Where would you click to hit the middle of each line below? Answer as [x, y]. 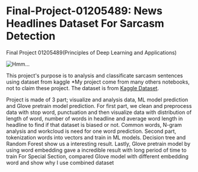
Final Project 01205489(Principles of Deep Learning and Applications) [91, 52]
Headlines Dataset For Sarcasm [85, 23]
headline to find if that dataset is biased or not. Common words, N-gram [94, 125]
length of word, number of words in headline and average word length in [95, 118]
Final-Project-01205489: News [84, 11]
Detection [31, 36]
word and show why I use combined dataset [60, 163]
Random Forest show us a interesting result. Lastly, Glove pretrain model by [98, 144]
